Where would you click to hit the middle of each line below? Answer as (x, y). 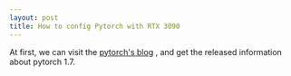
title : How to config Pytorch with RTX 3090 (95, 26)
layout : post (34, 18)
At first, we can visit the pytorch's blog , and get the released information (146, 52)
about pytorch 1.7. (42, 62)
